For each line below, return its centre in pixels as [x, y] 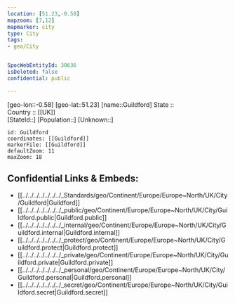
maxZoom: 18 [25, 157]
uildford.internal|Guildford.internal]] [69, 233]
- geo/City [23, 46]
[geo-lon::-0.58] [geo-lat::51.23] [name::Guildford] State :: [90, 104]
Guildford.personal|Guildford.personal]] [74, 278]
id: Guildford [28, 132]
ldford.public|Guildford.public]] [62, 218]
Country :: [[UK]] [32, 112]
